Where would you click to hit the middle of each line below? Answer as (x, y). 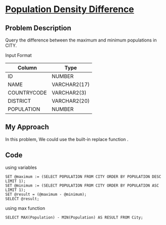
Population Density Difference (70, 9)
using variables (21, 167)
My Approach (27, 127)
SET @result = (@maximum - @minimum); (46, 194)
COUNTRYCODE (27, 93)
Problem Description (38, 28)
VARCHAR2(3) (69, 93)
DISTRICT (19, 101)
